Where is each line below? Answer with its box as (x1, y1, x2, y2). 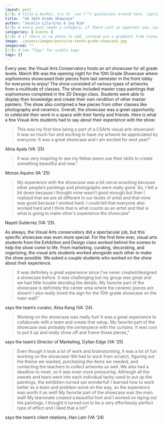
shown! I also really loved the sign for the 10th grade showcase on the (16, 290, 157, 296)
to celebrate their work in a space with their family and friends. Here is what (5, 112, 157, 118)
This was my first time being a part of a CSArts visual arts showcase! (16, 127, 155, 132)
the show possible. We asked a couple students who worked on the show (5, 255, 152, 261)
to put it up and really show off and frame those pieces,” (16, 329, 130, 335)
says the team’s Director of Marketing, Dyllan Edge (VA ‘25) (5, 339, 124, 345)
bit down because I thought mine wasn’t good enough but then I (16, 190, 146, 196)
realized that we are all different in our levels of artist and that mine (16, 195, 151, 201)
